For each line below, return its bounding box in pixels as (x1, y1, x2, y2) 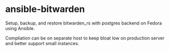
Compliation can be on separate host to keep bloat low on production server (5, 35, 165, 41)
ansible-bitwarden (5, 3, 85, 15)
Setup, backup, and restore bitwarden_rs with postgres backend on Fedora (5, 20, 162, 26)
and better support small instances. (5, 40, 80, 46)
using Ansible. (5, 25, 35, 31)
